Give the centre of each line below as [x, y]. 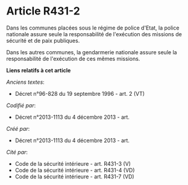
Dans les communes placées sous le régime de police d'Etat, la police [93, 28]
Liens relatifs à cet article [39, 70]
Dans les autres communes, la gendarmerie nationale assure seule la [92, 52]
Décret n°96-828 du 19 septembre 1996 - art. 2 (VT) [80, 93]
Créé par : [18, 128]
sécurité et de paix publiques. [43, 40]
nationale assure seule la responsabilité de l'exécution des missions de [94, 34]
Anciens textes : [26, 82]
